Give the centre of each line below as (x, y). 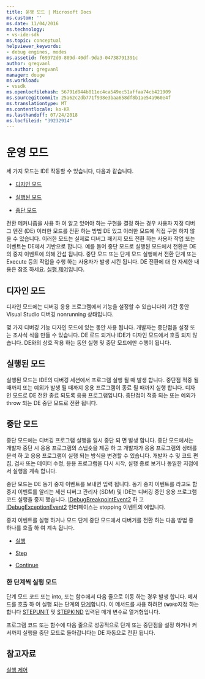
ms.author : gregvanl (33, 69)
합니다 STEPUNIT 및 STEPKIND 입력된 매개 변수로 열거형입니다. (83, 611)
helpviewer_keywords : (34, 47)
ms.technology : (26, 29)
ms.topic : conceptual (34, 41)
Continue (27, 565)
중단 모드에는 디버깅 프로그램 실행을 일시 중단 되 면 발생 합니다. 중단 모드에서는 (100, 440)
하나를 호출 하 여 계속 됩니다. (41, 528)
